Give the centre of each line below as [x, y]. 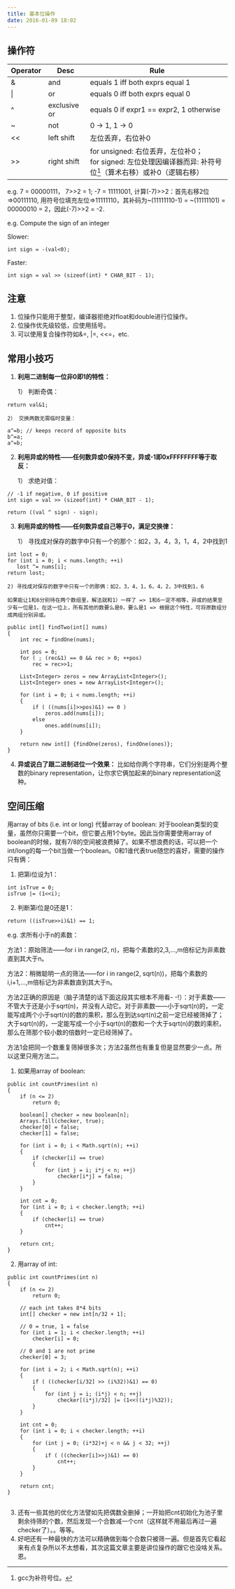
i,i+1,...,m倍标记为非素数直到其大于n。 [62, 982]
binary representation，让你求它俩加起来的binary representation [122, 773]
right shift [64, 161]
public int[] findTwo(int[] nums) [58, 628]
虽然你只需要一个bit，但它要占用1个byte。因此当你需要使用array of [115, 833]
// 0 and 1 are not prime [58, 1351]
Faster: [17, 262]
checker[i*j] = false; [90, 1177]
